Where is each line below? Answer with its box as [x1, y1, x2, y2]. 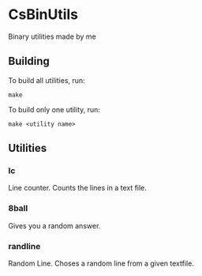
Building [8, 55, 50, 68]
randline [8, 240, 41, 251]
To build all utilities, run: [8, 75, 85, 85]
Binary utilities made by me [8, 32, 96, 41]
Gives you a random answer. [8, 221, 101, 230]
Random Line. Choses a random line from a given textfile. [8, 259, 195, 268]
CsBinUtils [8, 6, 79, 24]
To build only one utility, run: [8, 104, 101, 114]
